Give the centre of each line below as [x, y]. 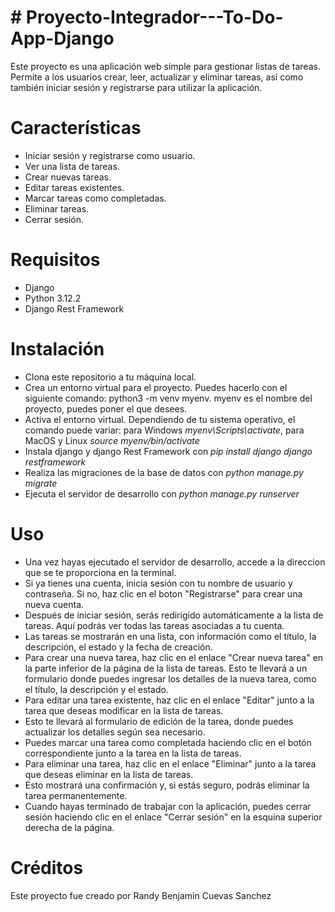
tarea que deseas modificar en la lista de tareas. [124, 710]
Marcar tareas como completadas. [95, 198]
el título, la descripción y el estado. [96, 689]
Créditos [47, 867]
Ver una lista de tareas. [72, 166]
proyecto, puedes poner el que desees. [106, 408]
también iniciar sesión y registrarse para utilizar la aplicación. [136, 87]
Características [76, 128]
